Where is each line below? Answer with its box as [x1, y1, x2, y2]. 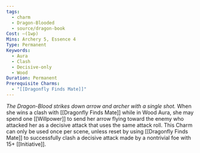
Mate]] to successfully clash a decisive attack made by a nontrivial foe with [6, 134, 191, 141]
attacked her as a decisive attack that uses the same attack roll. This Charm [6, 121, 193, 129]
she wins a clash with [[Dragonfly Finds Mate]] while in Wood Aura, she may [6, 108, 194, 116]
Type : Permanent [6, 42, 47, 48]
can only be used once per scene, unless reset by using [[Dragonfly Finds [6, 127, 188, 135]
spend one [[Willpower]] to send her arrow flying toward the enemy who [6, 115, 184, 122]
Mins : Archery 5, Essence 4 [6, 36, 76, 42]
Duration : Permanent [6, 75, 58, 81]
